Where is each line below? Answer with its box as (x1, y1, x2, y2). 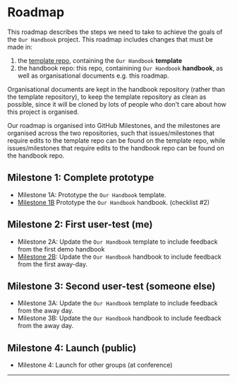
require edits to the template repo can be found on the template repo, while (7, 136, 226, 145)
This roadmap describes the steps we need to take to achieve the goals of (7, 28, 223, 36)
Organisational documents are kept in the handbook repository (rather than (7, 85, 226, 93)
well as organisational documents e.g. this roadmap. (17, 71, 169, 80)
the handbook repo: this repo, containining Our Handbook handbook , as (17, 64, 224, 72)
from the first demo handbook (17, 244, 105, 253)
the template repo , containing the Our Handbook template (17, 56, 183, 64)
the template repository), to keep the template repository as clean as (7, 93, 207, 101)
